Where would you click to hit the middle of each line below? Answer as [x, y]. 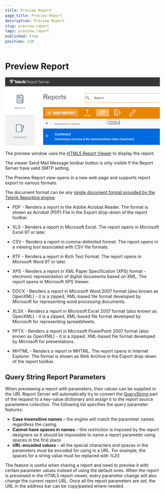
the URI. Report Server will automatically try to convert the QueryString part [82, 394]
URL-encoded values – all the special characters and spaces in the [80, 445]
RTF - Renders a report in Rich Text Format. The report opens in [77, 257]
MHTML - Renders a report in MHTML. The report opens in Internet [80, 351]
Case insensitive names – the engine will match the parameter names [83, 419]
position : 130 [20, 42]
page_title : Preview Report [34, 15]
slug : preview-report [27, 26]
